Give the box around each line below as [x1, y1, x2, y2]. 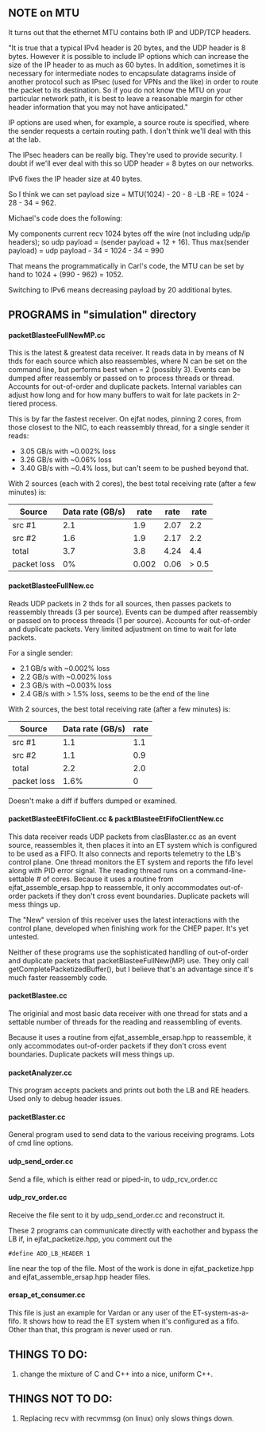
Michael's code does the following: [8, 213, 123, 222]
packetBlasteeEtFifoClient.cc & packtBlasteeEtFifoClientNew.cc [8, 814, 225, 824]
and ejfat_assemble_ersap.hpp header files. [8, 1272, 151, 1281]
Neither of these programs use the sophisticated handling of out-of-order [8, 947, 249, 957]
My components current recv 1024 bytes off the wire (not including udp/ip [8, 229, 251, 238]
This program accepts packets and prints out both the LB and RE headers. [8, 1085, 251, 1095]
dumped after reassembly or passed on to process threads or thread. [8, 374, 235, 383]
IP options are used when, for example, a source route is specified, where [8, 117, 249, 127]
